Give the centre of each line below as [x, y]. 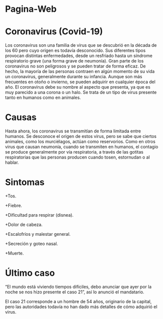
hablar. [12, 162]
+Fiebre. [14, 206]
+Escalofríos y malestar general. [38, 234]
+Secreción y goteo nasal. [32, 244]
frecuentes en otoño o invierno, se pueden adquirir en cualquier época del [80, 82]
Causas [21, 117]
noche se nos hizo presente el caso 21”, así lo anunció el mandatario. [75, 292]
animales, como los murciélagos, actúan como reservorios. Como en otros [80, 142]
